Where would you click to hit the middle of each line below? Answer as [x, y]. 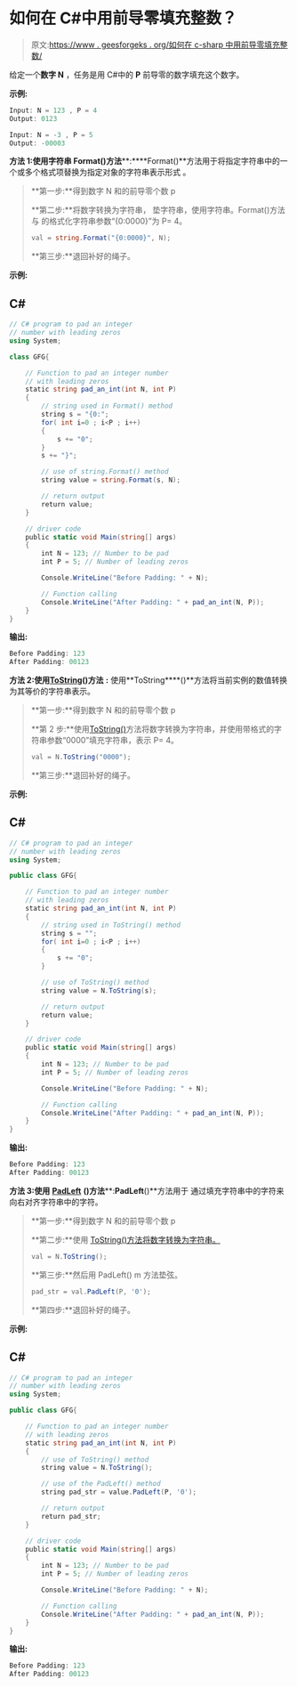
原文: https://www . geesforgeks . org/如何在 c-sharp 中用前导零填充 [155, 45]
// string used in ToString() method [111, 925]
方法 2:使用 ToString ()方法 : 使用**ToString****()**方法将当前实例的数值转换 [148, 680]
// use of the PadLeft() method [101, 1484]
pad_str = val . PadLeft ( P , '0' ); [91, 1292]
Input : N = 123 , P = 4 [53, 110]
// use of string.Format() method [105, 472]
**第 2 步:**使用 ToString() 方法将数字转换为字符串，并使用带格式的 [153, 729]
